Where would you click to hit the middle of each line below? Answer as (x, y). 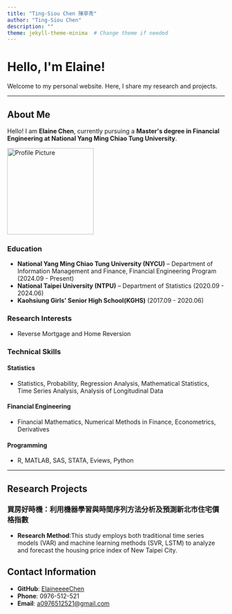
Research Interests (40, 319)
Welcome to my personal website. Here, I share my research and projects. (112, 86)
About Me (29, 114)
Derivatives (33, 429)
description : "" (30, 26)
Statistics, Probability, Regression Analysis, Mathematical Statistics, (113, 383)
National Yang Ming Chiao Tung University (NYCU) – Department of (115, 264)
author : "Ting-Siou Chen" (44, 20)
